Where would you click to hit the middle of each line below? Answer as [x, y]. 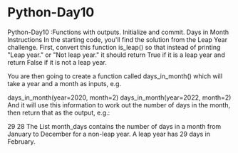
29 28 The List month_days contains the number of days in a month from [114, 126]
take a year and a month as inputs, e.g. [64, 83]
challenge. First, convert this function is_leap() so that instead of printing [114, 47]
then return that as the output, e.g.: [59, 112]
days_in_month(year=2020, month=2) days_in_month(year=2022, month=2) [119, 97]
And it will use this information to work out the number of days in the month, [119, 105]
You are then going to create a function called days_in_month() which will [115, 76]
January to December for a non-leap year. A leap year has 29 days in [109, 134]
